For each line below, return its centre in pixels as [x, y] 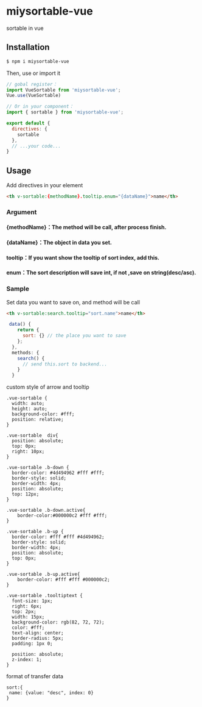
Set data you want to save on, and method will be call [73, 302]
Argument [22, 212]
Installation [28, 47]
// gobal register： [32, 84]
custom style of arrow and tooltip [48, 387]
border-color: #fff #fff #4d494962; [58, 537]
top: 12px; [26, 494]
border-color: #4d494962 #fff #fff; [58, 473]
